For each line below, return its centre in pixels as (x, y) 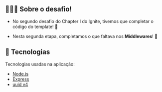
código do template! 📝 (35, 26)
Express (21, 79)
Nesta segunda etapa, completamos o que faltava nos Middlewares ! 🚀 (85, 36)
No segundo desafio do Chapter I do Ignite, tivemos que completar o (83, 21)
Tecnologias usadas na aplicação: (40, 64)
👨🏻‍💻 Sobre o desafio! (39, 9)
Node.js (20, 73)
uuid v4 (20, 84)
